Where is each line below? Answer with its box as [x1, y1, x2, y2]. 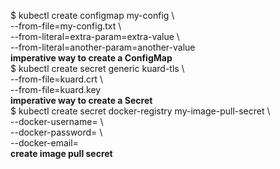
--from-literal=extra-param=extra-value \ [10, 31, 180, 42]
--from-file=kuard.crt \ [10, 73, 104, 85]
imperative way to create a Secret [10, 95, 153, 106]
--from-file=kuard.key [10, 84, 102, 95]
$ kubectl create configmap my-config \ [10, 10, 175, 21]
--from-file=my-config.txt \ [10, 20, 122, 32]
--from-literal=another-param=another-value [10, 41, 196, 53]
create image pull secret [10, 148, 113, 159]
